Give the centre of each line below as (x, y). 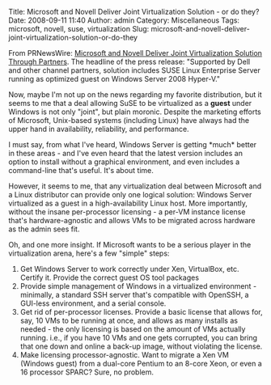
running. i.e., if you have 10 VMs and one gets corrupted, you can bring (138, 338)
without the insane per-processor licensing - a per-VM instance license (127, 212)
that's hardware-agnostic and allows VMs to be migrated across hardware (132, 220)
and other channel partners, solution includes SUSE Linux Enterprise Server (135, 70)
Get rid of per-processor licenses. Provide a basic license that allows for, (141, 312)
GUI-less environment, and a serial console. (93, 303)
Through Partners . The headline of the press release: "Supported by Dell (129, 61)
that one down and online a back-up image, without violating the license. (141, 346)
